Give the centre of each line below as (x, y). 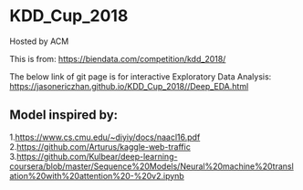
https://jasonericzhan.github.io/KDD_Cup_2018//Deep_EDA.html (129, 86)
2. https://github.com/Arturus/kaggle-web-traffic (100, 146)
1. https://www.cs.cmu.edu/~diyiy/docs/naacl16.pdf (105, 137)
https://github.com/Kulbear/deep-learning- (97, 156)
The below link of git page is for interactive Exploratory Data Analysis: (141, 76)
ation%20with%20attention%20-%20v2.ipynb (97, 175)
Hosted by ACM (39, 41)
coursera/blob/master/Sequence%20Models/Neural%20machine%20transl (151, 166)
